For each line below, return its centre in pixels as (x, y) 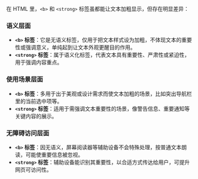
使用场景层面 (25, 80)
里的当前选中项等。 (39, 101)
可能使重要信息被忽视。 (54, 154)
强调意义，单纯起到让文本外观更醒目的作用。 (80, 47)
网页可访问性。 (33, 169)
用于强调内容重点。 (39, 62)
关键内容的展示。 (36, 116)
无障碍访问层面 (28, 133)
